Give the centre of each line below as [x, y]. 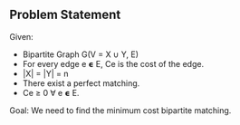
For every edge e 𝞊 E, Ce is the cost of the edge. [113, 63]
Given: [21, 36]
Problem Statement [65, 15]
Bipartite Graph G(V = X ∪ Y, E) [80, 54]
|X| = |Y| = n [46, 73]
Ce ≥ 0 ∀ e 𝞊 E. [51, 92]
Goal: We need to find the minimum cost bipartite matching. [120, 110]
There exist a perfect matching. [81, 83]
